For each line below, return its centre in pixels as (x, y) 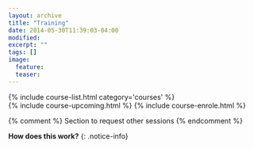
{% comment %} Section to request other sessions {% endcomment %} (126, 120)
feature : (30, 67)
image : (19, 60)
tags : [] (23, 52)
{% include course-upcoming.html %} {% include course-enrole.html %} (127, 105)
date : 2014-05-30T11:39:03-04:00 (63, 30)
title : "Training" (38, 23)
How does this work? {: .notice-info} (68, 136)
